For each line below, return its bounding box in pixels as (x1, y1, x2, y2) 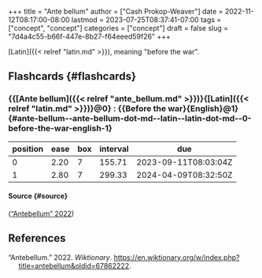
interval (99, 143, 129, 154)
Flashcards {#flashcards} (8, 70, 136, 83)
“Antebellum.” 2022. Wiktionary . (8, 252, 113, 262)
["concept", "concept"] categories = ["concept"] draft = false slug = (8, 24, 229, 32)
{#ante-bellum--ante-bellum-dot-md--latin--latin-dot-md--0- (8, 113, 252, 124)
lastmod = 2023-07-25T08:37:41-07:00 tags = (71, 15, 222, 24)
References (8, 232, 66, 245)
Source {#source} (8, 191, 68, 201)
